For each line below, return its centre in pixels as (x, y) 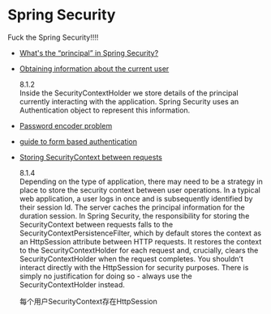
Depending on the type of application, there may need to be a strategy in (141, 181)
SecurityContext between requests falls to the (96, 224)
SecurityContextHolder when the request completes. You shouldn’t (131, 259)
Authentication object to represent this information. (105, 110)
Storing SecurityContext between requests (91, 157)
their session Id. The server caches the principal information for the (132, 207)
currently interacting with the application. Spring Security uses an (129, 101)
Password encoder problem (66, 125)
